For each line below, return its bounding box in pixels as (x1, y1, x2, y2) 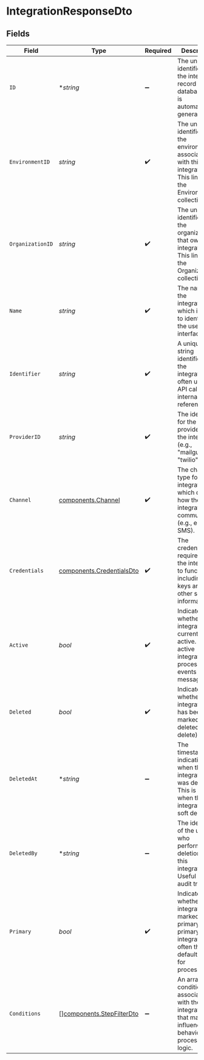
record (177, 80, 197, 88)
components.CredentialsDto (58, 566, 139, 575)
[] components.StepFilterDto (58, 1010, 139, 1017)
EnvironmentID (9, 159, 50, 165)
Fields (6, 29, 30, 39)
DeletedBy (9, 850, 38, 856)
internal (177, 393, 199, 401)
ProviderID (9, 433, 41, 440)
